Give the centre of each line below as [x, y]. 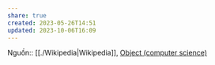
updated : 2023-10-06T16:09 [52, 30]
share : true [27, 15]
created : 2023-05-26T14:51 [52, 23]
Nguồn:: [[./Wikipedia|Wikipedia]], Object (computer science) [107, 53]
